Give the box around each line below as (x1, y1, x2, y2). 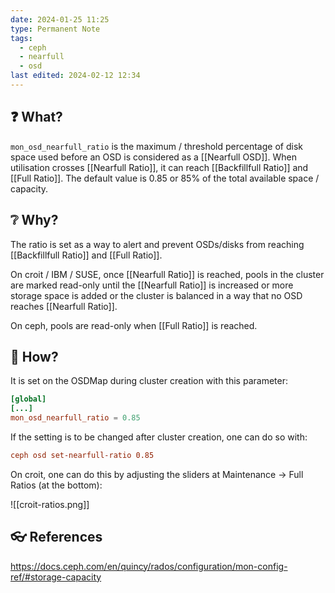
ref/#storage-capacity (10, 571, 102, 583)
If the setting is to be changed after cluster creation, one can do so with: (10, 431, 308, 443)
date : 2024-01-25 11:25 (10, 14, 110, 25)
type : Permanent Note (10, 24, 101, 34)
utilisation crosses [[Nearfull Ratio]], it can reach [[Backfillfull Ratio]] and (10, 161, 309, 173)
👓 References (10, 529, 103, 546)
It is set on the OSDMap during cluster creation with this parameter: (10, 375, 288, 387)
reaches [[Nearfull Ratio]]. (10, 300, 118, 312)
